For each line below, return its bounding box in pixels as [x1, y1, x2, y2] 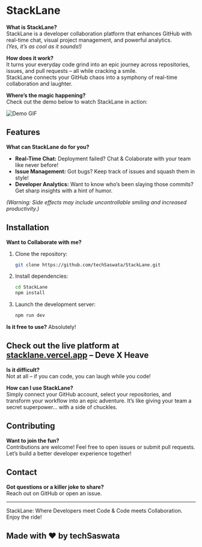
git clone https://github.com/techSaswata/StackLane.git [14, 261, 161, 268]
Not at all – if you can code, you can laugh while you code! [6, 372, 151, 380]
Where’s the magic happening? [6, 92, 86, 99]
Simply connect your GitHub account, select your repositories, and [6, 390, 171, 398]
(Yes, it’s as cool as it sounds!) [6, 43, 82, 50]
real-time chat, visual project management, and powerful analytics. [6, 36, 173, 43]
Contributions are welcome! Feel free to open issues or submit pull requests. [6, 443, 195, 451]
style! [14, 174, 29, 181]
